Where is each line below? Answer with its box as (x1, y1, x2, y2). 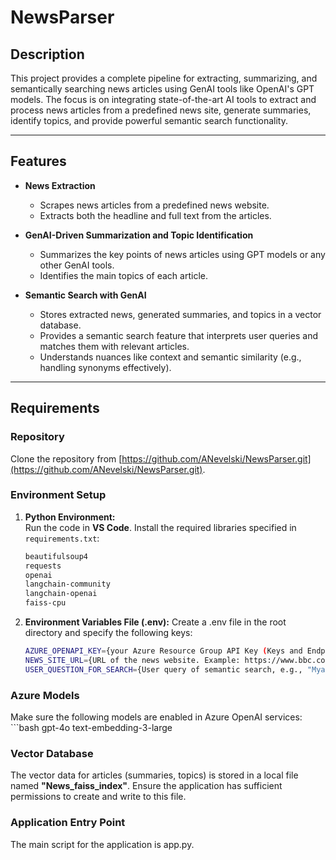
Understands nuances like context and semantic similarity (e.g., (39, 351, 302, 363)
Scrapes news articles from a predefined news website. (39, 199, 270, 211)
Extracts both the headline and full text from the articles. (39, 209, 272, 221)
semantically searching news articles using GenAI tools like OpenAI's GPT (10, 83, 315, 95)
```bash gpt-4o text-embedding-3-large (10, 721, 173, 733)
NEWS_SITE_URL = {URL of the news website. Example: (24, 655, 241, 665)
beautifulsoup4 (24, 551, 89, 561)
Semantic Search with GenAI (24, 289, 147, 301)
